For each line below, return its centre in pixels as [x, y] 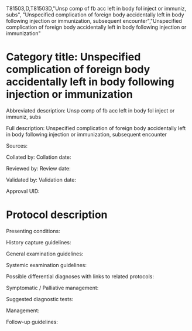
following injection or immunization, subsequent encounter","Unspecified [94, 21]
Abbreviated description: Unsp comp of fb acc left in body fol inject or [90, 110]
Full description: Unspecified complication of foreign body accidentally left [96, 128]
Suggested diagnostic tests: [40, 299]
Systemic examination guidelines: [46, 265]
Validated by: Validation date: [41, 180]
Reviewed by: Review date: [39, 168]
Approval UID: [23, 191]
